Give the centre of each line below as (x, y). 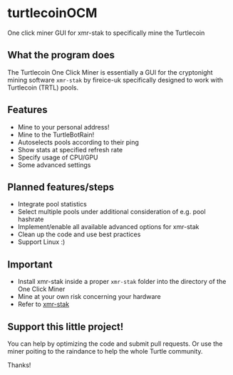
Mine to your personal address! (63, 127)
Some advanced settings (54, 164)
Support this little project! (66, 326)
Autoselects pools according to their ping (78, 142)
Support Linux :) (41, 242)
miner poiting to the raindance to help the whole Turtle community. (105, 351)
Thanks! (19, 365)
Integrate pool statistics (52, 204)
